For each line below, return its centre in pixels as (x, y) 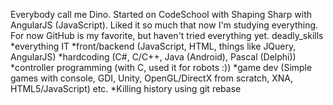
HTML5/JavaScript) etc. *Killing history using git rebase (126, 88)
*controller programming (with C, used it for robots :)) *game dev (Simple (161, 67)
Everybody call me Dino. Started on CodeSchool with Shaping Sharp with (161, 14)
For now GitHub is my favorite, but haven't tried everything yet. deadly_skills (167, 35)
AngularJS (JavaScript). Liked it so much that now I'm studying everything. (164, 25)
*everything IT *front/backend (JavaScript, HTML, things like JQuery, (153, 46)
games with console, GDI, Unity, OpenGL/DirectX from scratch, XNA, (151, 78)
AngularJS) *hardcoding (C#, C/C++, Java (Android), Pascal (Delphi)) (153, 57)
